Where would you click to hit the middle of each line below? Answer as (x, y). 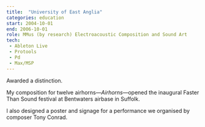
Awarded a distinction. (35, 81)
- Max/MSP (21, 63)
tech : (13, 40)
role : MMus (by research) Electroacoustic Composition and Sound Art (97, 35)
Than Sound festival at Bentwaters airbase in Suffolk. (73, 99)
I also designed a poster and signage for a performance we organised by (98, 111)
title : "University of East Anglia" (54, 12)
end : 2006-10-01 (27, 29)
